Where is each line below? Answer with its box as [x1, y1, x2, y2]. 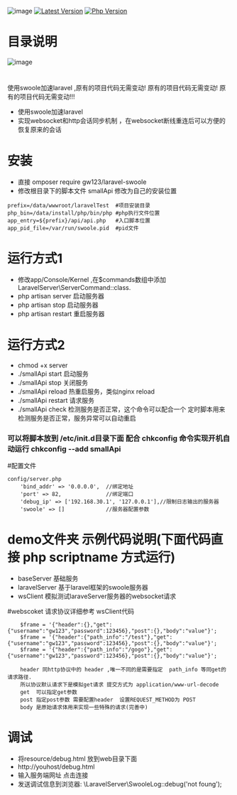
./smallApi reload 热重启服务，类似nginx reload [17, 387, 155, 396]
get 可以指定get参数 [20, 689, 78, 696]
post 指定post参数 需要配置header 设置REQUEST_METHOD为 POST [20, 696, 197, 703]
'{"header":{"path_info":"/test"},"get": [48, 634, 173, 641]
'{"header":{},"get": [48, 622, 113, 629]
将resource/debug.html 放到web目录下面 [17, 755, 137, 763]
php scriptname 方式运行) [22, 549, 176, 566]
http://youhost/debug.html [17, 762, 95, 771]
